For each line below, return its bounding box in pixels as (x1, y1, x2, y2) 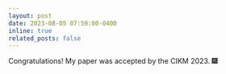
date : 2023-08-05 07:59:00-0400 (8, 19, 117, 27)
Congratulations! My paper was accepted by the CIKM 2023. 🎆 (8, 56, 218, 66)
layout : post (8, 11, 52, 20)
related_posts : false (8, 34, 82, 43)
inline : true (8, 27, 52, 35)
